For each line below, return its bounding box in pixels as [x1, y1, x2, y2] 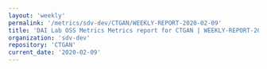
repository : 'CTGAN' [8, 41, 77, 49]
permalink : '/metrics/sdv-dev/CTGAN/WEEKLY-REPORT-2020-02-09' [8, 19, 222, 27]
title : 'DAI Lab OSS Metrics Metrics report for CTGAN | [8, 26, 201, 34]
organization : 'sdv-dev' [8, 33, 91, 42]
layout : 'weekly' [8, 11, 66, 20]
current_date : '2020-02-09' [8, 48, 102, 56]
